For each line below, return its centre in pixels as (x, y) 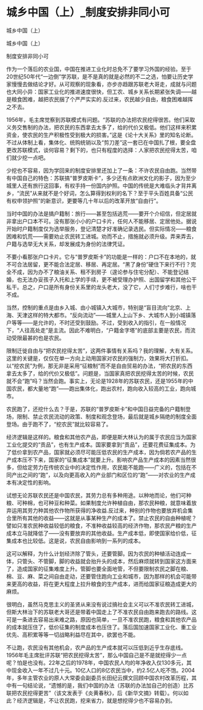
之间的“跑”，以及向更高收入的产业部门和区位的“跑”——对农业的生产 (106, 475)
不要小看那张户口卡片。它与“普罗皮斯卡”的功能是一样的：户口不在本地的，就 (101, 257)
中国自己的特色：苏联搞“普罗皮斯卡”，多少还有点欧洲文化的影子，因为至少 (104, 178)
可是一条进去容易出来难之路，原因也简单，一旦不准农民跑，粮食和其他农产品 (101, 619)
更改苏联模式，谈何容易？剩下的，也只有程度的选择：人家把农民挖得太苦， (99, 150)
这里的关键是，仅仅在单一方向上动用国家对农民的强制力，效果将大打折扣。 (99, 358)
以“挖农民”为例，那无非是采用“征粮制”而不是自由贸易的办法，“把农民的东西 (99, 366)
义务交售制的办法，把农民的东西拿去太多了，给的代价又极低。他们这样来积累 (101, 127)
